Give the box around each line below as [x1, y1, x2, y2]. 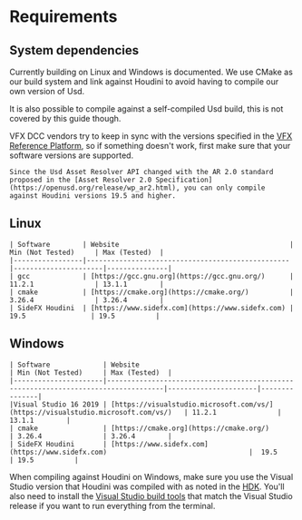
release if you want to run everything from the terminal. [9, 500, 216, 511]
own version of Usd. [9, 86, 85, 96]
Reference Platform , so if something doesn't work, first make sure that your [9, 141, 291, 151]
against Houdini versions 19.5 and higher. [9, 191, 177, 201]
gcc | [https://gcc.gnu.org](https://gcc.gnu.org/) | [17, 271, 295, 280]
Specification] [155, 175, 213, 184]
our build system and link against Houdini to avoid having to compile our [9, 76, 279, 87]
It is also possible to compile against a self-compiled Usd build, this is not [9, 103, 284, 114]
